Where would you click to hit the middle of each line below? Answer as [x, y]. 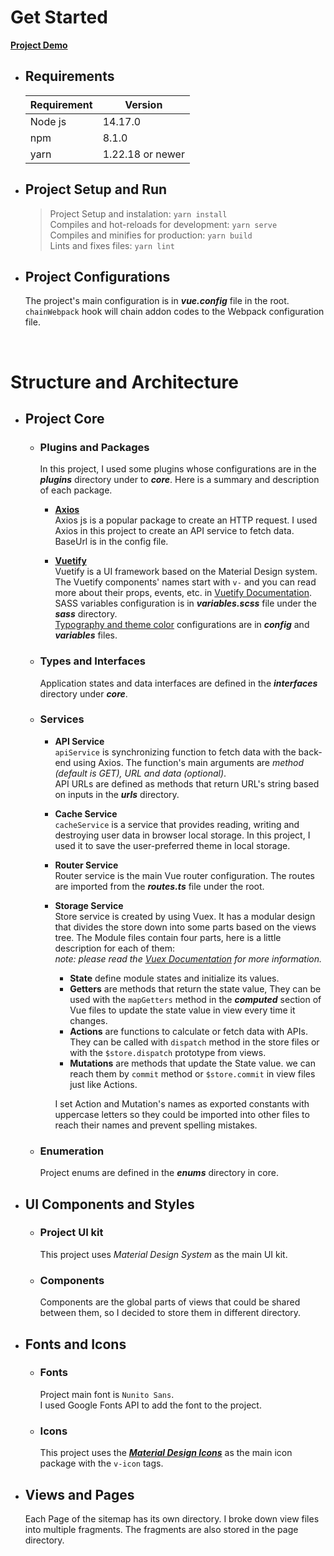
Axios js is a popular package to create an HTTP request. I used [186, 520]
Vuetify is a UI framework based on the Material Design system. [186, 572]
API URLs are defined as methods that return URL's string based [187, 783]
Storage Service [89, 905]
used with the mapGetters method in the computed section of [195, 999]
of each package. [76, 490]
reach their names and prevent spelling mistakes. [156, 1125]
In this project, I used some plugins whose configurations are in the [178, 469]
